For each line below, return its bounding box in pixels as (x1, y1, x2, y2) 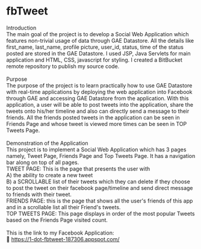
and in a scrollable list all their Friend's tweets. (6, 203, 121, 210)
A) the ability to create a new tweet (6, 171, 93, 178)
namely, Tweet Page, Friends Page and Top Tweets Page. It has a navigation (6, 152, 196, 159)
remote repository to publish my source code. (6, 62, 120, 70)
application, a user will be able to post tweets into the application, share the (6, 101, 194, 108)
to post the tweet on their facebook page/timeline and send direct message (6, 184, 194, 191)
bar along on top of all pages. (6, 159, 79, 166)
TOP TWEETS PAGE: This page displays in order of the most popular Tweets (6, 210, 196, 217)
